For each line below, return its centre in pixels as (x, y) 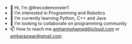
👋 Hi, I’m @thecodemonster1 (39, 8)
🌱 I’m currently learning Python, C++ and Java (58, 18)
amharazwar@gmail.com (36, 36)
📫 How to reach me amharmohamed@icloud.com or (65, 29)
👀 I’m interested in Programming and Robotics (57, 13)
